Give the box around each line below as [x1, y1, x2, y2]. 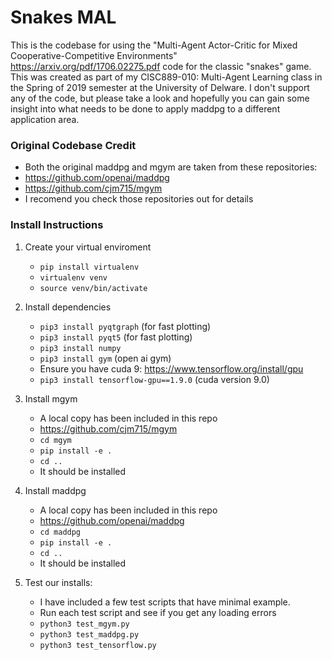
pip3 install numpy [39, 343, 122, 353]
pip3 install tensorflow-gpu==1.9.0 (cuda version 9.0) [39, 373, 270, 385]
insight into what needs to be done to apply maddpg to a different [10, 102, 281, 115]
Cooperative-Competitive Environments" [10, 49, 178, 61]
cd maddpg [39, 527, 82, 537]
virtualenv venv [39, 272, 108, 283]
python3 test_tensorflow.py [39, 640, 157, 650]
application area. [10, 113, 80, 125]
